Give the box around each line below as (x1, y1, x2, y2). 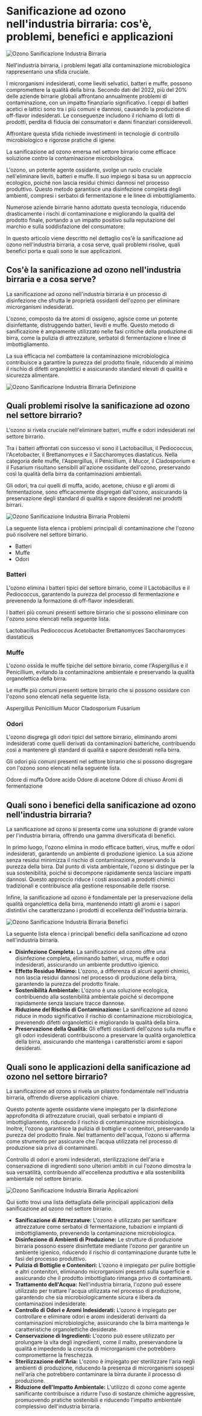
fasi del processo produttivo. (14, 1255, 87, 1263)
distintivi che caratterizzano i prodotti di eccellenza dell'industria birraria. (6, 907, 188, 914)
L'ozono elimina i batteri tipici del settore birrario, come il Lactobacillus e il (6, 584, 190, 591)
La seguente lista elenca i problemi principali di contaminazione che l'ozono (6, 524, 195, 532)
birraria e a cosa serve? (6, 274, 96, 285)
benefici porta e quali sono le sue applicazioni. (6, 247, 122, 254)
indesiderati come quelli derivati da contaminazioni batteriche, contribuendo (6, 740, 196, 747)
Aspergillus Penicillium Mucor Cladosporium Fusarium (6, 705, 140, 712)
